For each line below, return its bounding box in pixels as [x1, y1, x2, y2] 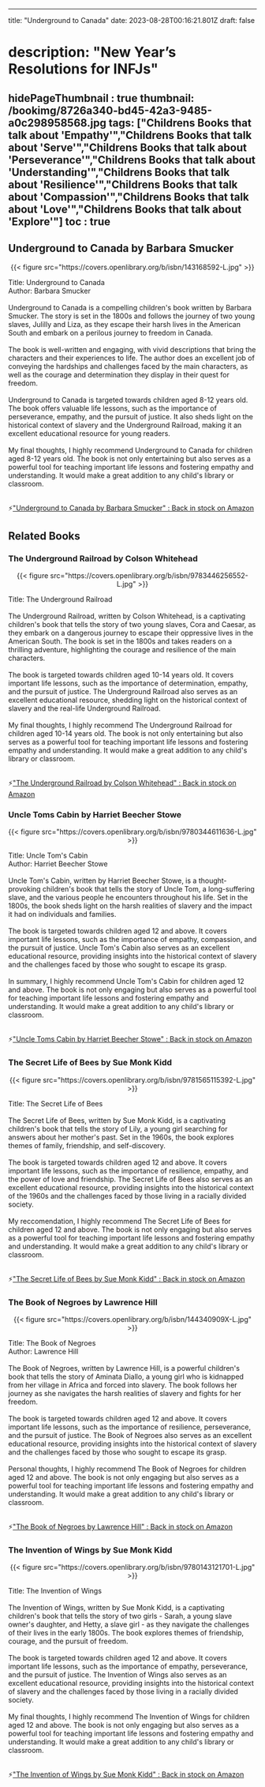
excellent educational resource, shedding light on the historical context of [8, 696, 248, 705]
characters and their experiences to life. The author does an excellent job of [8, 353, 255, 363]
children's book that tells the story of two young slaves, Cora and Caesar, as [8, 620, 256, 629]
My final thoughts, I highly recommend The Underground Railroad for [8, 720, 233, 730]
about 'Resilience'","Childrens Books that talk [8, 178, 238, 191]
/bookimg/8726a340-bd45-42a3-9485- [8, 103, 213, 117]
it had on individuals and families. [8, 910, 117, 919]
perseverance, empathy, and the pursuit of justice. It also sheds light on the [8, 412, 254, 422]
